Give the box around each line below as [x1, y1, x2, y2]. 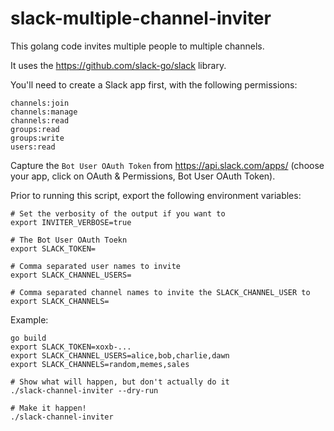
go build [10, 333, 47, 343]
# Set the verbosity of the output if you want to [10, 208, 226, 219]
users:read [10, 142, 56, 152]
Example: [10, 313, 49, 326]
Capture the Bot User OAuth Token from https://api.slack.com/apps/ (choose [10, 159, 325, 171]
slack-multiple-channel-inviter [10, 7, 272, 30]
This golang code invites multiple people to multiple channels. [10, 40, 265, 52]
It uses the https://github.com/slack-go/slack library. [10, 59, 227, 71]
